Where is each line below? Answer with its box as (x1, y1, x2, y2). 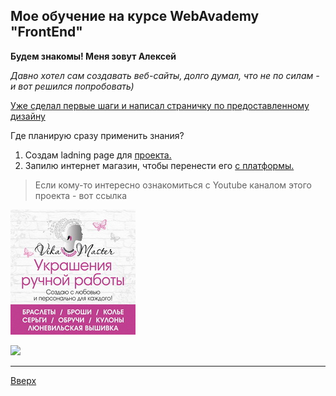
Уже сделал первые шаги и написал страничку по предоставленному (10, 99, 310, 111)
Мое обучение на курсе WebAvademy (10, 8, 260, 25)
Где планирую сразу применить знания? (10, 129, 185, 141)
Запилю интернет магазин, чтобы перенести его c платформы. (24, 159, 295, 171)
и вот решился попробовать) (10, 80, 135, 92)
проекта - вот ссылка (34, 189, 128, 201)
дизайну (10, 110, 46, 122)
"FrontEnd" (10, 24, 83, 41)
